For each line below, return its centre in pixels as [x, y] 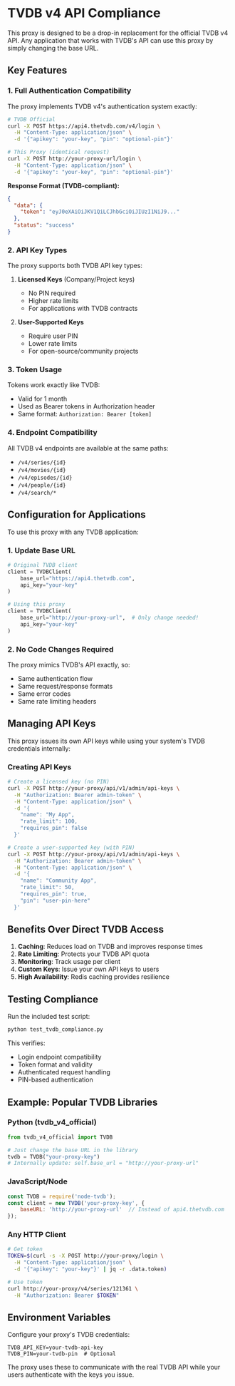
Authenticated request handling [64, 1072]
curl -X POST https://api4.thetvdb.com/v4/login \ [84, 126]
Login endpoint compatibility [59, 1057]
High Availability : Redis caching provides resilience [93, 977]
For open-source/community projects [83, 351]
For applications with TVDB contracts [83, 309]
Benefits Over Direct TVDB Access [86, 929]
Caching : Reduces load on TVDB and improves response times [110, 947]
